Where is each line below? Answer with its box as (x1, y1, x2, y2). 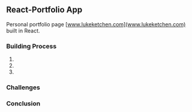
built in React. (6, 27, 40, 34)
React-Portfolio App (6, 5, 83, 15)
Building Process (6, 42, 57, 50)
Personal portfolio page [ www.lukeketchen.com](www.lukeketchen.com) (6, 20, 186, 28)
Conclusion (6, 99, 41, 107)
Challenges (6, 83, 40, 92)
